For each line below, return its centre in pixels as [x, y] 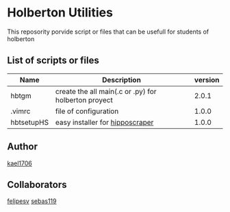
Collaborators [37, 184]
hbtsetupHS [30, 122]
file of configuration [87, 111]
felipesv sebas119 [32, 201]
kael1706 [20, 163]
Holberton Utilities [60, 13]
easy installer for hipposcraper [104, 122]
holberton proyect [84, 99]
